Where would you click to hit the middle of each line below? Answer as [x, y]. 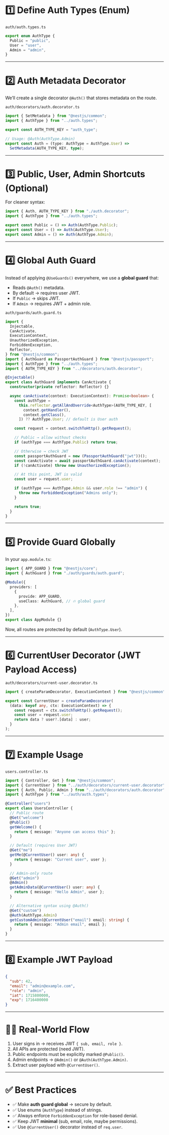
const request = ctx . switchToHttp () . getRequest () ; [68, 710]
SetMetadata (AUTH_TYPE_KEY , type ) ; [47, 148]
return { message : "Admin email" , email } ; [61, 925]
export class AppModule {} [33, 620]
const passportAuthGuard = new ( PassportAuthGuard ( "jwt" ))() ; [81, 456]
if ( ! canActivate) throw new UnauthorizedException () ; [73, 465]
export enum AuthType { [30, 36]
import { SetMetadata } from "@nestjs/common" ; [56, 116]
